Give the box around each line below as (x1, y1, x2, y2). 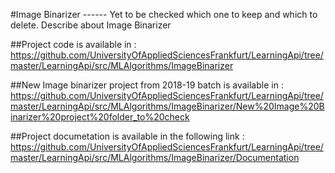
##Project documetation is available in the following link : (10, 130, 245, 142)
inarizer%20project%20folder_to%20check (10, 111, 190, 123)
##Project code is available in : (10, 39, 137, 50)
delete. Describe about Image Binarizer (10, 19, 172, 31)
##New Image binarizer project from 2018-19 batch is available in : (10, 79, 284, 91)
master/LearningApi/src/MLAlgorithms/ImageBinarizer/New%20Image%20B (10, 100, 325, 112)
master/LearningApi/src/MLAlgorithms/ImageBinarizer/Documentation (10, 152, 300, 163)
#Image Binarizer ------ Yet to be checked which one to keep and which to (10, 9, 318, 20)
